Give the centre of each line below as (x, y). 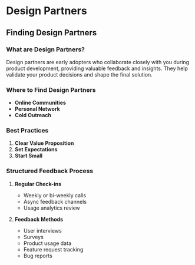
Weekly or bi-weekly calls (55, 195)
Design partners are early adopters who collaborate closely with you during (98, 62)
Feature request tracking (53, 249)
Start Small (29, 156)
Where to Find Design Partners (51, 90)
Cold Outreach (33, 115)
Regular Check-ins (38, 184)
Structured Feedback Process (50, 171)
